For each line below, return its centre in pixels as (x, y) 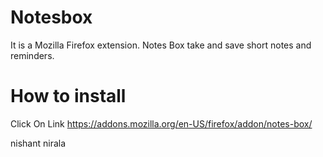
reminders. (32, 55)
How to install (68, 96)
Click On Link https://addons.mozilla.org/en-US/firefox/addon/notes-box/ (161, 123)
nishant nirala (38, 143)
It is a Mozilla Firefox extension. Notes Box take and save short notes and (161, 45)
